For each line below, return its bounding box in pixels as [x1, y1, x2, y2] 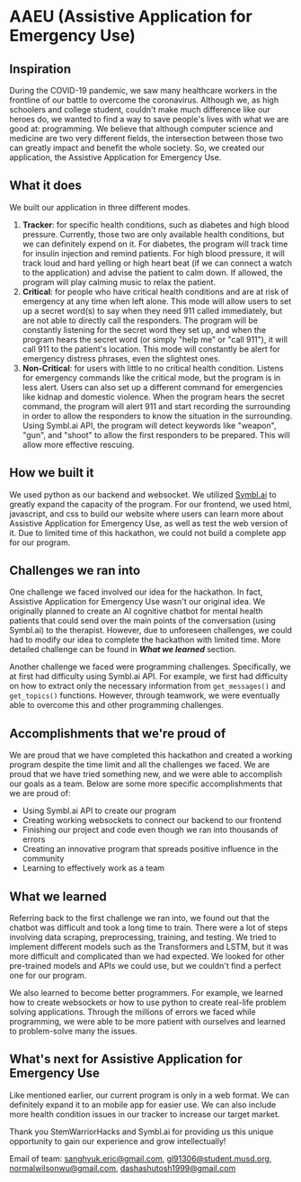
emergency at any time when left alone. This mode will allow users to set [22, 295, 292, 307]
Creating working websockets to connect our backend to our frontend [22, 815, 282, 826]
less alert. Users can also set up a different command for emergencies [22, 381, 283, 392]
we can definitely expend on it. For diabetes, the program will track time [22, 238, 288, 249]
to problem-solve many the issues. [9, 1025, 137, 1036]
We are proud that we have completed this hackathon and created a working [9, 749, 293, 761]
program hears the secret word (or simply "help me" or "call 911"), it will [22, 334, 288, 345]
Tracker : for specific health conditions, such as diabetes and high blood [22, 219, 289, 230]
